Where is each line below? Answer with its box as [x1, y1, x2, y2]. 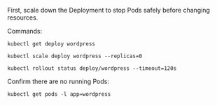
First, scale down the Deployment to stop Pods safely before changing [7, 6, 210, 14]
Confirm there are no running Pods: [7, 77, 110, 85]
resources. [7, 13, 38, 22]
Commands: [7, 27, 43, 35]
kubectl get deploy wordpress [7, 41, 96, 48]
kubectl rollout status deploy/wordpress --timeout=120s [7, 65, 177, 72]
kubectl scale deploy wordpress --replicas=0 [7, 52, 142, 59]
